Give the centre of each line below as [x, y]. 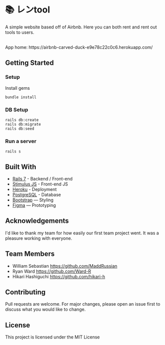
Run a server [21, 141]
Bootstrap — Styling [33, 200]
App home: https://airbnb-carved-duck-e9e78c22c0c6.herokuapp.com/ [79, 47]
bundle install [21, 97]
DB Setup [17, 110]
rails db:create [22, 120]
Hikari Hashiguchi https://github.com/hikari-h [59, 276]
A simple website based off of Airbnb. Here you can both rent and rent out [81, 27]
